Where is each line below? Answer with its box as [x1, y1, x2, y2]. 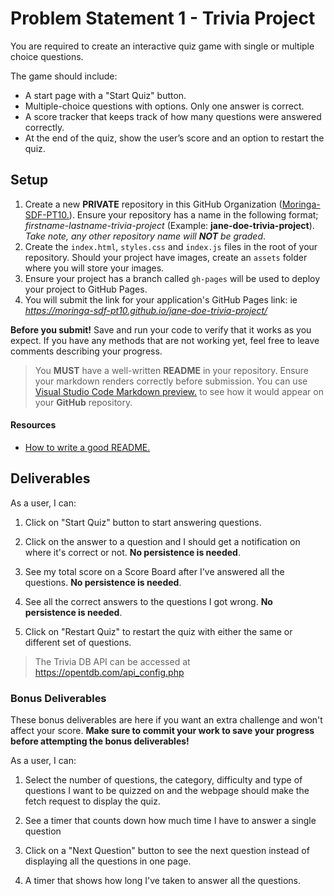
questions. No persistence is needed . [24, 576, 182, 588]
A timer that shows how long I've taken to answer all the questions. [24, 875, 301, 887]
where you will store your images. [24, 262, 165, 274]
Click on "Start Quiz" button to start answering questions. [24, 516, 262, 528]
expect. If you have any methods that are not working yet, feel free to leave [10, 334, 320, 346]
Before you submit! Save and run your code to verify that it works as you [10, 323, 312, 336]
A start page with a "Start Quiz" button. [24, 89, 187, 101]
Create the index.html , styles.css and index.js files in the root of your [24, 240, 318, 252]
